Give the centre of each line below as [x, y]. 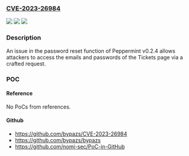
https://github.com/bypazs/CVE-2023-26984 [71, 134]
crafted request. [26, 64]
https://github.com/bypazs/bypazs [58, 140]
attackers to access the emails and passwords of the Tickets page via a [94, 57]
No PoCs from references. [38, 107]
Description [24, 38]
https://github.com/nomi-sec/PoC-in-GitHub [70, 146]
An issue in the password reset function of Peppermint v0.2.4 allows [91, 51]
